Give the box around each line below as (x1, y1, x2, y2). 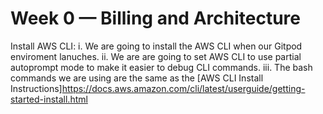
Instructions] (10, 82, 63, 94)
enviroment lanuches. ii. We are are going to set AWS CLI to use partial (10, 50, 302, 62)
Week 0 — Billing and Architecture (10, 7, 301, 30)
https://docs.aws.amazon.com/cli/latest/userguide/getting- (61, 82, 306, 94)
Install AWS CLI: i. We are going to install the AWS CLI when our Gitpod (10, 40, 303, 52)
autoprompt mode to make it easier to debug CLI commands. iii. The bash (10, 61, 313, 73)
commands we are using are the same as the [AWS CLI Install (10, 72, 264, 84)
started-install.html (10, 93, 88, 105)
